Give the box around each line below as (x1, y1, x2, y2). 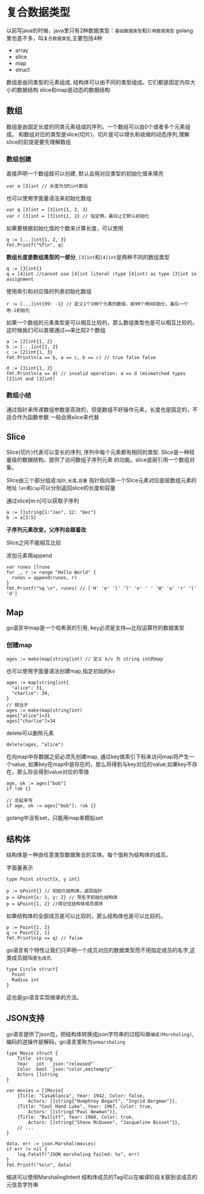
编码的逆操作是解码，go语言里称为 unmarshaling (6, 1038, 126, 1045)
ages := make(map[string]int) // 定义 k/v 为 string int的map (6, 656, 163, 662)
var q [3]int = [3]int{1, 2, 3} (6, 207, 88, 213)
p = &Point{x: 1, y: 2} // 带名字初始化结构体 (6, 895, 118, 901)
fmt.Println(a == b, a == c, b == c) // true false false (6, 355, 156, 361)
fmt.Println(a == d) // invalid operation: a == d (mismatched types (6, 370, 186, 377)
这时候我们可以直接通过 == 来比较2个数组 (6, 327, 106, 334)
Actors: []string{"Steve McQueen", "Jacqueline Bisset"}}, (28, 1119, 181, 1125)
